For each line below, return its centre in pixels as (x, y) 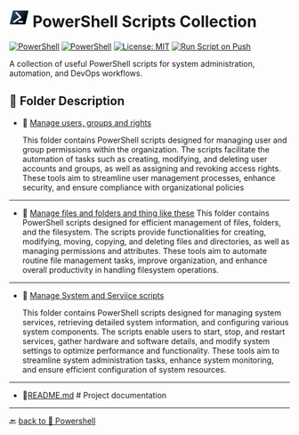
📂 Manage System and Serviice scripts (93, 295)
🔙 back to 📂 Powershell (53, 421)
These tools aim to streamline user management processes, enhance (149, 177)
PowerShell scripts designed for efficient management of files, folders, (152, 222)
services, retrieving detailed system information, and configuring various (155, 322)
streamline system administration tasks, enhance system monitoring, (148, 360)
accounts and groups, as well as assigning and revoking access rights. (152, 168)
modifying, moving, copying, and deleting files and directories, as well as (156, 241)
